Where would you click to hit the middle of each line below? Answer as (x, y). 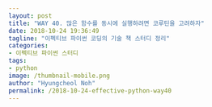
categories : (28, 46)
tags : (17, 61)
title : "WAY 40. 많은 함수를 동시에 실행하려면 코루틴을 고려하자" (106, 23)
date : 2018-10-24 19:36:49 (54, 31)
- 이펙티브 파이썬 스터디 (44, 53)
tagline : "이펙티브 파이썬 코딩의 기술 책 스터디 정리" (89, 38)
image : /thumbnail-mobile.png (59, 76)
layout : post (30, 16)
